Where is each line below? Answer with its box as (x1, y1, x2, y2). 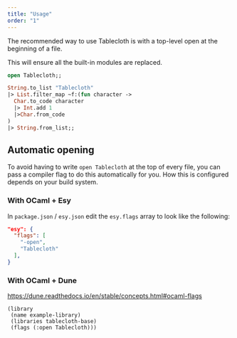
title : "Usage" (7, 10, 53, 18)
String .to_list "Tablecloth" (7, 85, 94, 92)
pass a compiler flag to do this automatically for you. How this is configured (7, 170, 229, 179)
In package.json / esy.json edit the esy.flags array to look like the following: (7, 211, 230, 221)
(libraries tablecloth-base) (10, 318, 98, 325)
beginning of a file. (7, 44, 63, 53)
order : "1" (7, 17, 40, 24)
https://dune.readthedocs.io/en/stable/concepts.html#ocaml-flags (7, 292, 203, 300)
